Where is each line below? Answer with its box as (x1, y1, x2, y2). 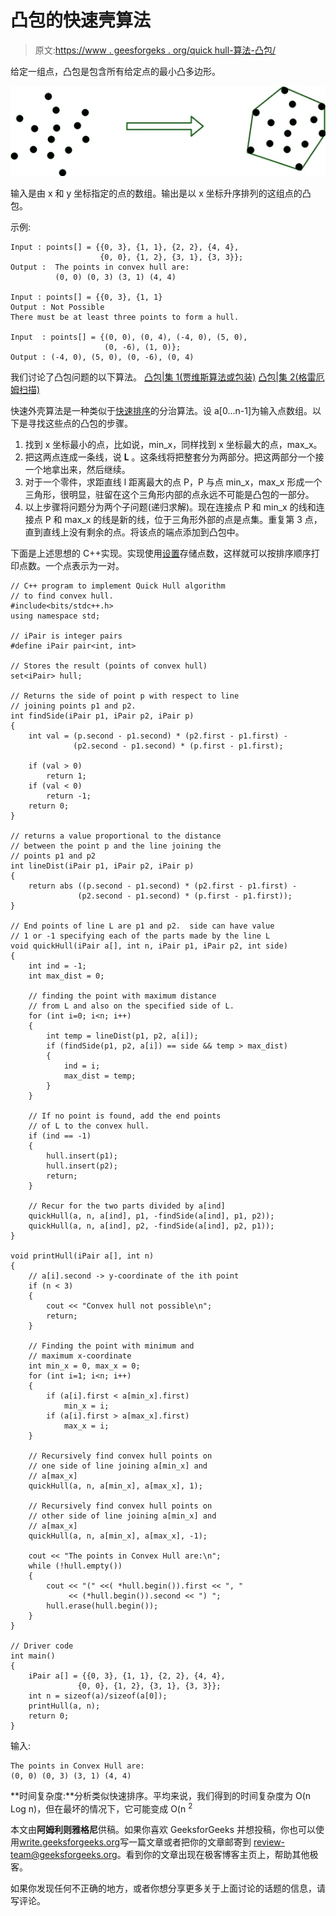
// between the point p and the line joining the (10, 841, 222, 851)
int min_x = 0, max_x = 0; (28, 1361, 141, 1371)
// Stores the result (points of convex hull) (10, 661, 208, 671)
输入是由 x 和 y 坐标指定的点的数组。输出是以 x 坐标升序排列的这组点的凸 (10, 187, 312, 199)
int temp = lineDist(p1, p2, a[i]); (46, 1031, 199, 1041)
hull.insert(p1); (46, 1151, 118, 1161)
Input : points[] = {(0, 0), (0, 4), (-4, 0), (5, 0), (10, 332, 248, 342)
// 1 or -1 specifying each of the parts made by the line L (10, 931, 271, 941)
